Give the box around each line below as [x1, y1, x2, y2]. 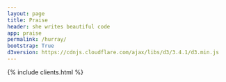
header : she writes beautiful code [7, 23, 111, 30]
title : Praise [7, 17, 49, 24]
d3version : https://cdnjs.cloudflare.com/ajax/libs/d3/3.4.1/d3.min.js [7, 49, 219, 56]
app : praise [7, 29, 42, 37]
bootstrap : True [7, 42, 54, 49]
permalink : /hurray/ [7, 36, 67, 43]
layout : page [7, 10, 45, 17]
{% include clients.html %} [7, 67, 83, 76]
